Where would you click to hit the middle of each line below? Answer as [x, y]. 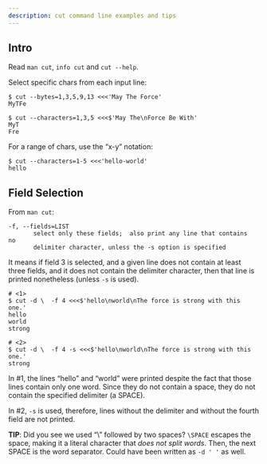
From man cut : [31, 212]
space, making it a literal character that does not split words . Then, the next [132, 443]
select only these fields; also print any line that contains [140, 234]
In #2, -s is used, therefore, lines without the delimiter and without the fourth [133, 411]
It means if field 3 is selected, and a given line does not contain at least [125, 262]
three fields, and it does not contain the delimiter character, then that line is [132, 271]
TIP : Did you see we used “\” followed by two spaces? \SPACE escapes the [130, 435]
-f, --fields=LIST [39, 227]
